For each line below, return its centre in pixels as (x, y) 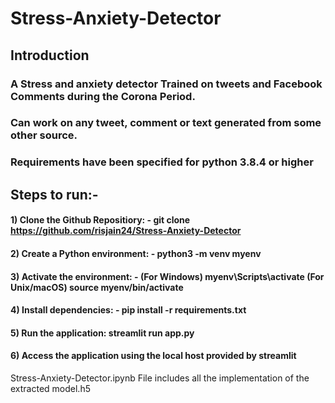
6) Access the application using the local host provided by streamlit (153, 356)
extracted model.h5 (50, 388)
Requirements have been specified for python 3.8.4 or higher (162, 162)
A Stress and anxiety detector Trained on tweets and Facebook (166, 84)
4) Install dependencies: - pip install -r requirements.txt (128, 310)
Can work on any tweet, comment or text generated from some (166, 123)
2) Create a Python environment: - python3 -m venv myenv (136, 253)
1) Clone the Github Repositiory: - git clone (100, 220)
